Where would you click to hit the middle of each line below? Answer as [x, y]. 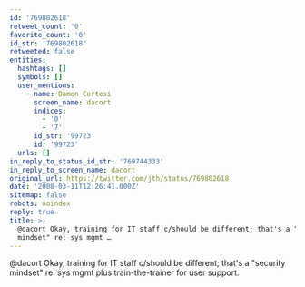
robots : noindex [40, 204]
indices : [50, 111]
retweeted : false [42, 52]
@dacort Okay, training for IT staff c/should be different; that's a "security [148, 263]
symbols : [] [40, 77]
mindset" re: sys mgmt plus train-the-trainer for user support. [124, 272]
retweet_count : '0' [46, 26]
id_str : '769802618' [49, 43]
